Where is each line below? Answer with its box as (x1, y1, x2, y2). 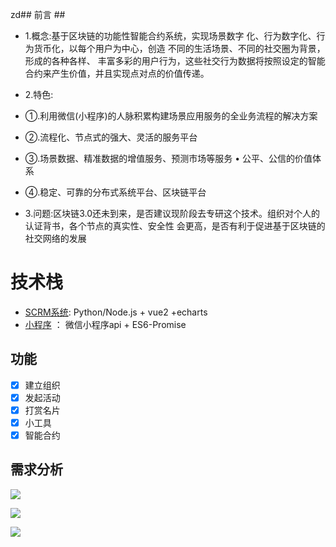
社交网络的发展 (24, 233, 87, 244)
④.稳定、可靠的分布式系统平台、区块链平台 (24, 186, 207, 198)
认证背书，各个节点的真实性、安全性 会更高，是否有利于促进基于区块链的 (24, 220, 326, 232)
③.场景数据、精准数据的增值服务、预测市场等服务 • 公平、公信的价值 (24, 153, 313, 164)
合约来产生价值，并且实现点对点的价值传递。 (24, 68, 210, 79)
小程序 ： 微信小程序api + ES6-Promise (24, 318, 187, 330)
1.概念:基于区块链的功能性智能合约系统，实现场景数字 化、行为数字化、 (24, 30, 317, 42)
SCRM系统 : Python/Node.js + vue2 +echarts (24, 306, 208, 318)
